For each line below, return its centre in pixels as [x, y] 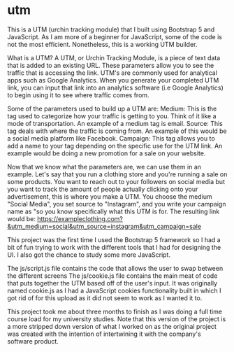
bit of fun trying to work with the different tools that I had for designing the [114, 247]
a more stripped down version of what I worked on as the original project [112, 326]
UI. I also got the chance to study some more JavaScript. [89, 255]
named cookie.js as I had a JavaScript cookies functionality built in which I [114, 290]
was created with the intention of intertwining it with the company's [104, 334]
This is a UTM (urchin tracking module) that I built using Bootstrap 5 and [111, 29]
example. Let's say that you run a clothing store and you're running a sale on [117, 174]
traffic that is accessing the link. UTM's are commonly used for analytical [112, 73]
